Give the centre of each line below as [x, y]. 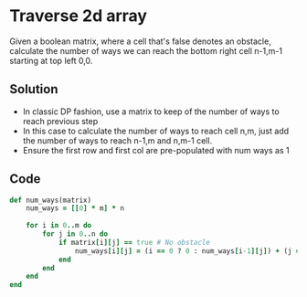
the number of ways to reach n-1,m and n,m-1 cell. [117, 140]
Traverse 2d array [79, 16]
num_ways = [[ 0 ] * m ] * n [75, 208]
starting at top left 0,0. [51, 60]
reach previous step [60, 121]
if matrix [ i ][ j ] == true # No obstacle [134, 242]
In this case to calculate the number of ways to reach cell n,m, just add [156, 131]
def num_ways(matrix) [51, 200]
